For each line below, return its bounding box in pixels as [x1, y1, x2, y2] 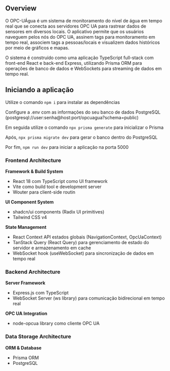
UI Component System [5, 199, 54, 205]
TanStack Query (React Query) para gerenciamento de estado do [12, 239, 149, 245]
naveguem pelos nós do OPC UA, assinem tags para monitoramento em [5, 34, 156, 40]
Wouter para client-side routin [12, 189, 76, 195]
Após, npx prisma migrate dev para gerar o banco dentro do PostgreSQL [5, 134, 158, 140]
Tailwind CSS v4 [12, 214, 47, 220]
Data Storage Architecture [5, 333, 72, 340]
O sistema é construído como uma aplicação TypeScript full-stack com [5, 55, 154, 61]
